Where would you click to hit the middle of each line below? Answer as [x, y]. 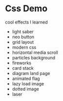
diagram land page [31, 73]
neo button [23, 37]
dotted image [25, 89]
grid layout [23, 42]
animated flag [26, 78]
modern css [24, 47]
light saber [23, 31]
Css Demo [26, 9]
